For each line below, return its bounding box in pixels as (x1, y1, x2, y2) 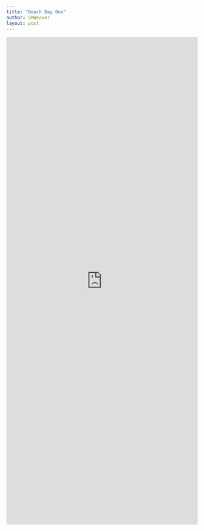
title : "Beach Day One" (6, 8, 67, 15)
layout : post (6, 20, 39, 26)
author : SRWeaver (6, 15, 50, 21)
